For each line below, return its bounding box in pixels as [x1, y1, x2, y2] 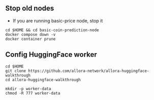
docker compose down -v [5, 32, 56, 37]
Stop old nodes [5, 4, 55, 13]
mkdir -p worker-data [5, 86, 52, 91]
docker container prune [5, 36, 56, 41]
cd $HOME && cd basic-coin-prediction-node [5, 28, 99, 33]
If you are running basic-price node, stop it [12, 17, 103, 23]
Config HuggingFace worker [5, 51, 97, 59]
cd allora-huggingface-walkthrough [5, 77, 81, 82]
